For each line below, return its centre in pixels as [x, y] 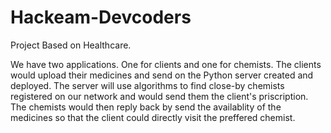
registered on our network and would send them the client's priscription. [159, 96]
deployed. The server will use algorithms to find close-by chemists [147, 85]
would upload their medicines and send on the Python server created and [162, 75]
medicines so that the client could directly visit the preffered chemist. [153, 117]
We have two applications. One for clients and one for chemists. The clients [166, 64]
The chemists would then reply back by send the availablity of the [146, 107]
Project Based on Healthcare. [71, 45]
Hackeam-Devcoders [101, 17]
